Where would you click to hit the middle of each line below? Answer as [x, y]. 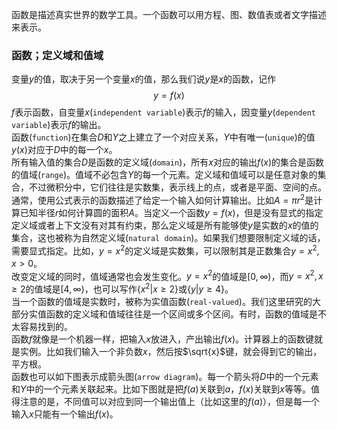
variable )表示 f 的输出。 [59, 125]
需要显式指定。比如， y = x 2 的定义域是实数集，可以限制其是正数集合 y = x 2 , [165, 250]
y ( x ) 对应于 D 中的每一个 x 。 [64, 150]
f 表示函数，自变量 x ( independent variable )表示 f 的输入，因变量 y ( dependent [163, 112]
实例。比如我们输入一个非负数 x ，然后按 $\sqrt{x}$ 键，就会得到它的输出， [171, 351]
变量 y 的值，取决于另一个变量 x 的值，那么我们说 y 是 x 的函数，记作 [144, 79]
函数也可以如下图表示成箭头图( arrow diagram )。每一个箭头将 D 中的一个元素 [165, 376]
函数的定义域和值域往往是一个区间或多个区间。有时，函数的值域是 [181, 314]
